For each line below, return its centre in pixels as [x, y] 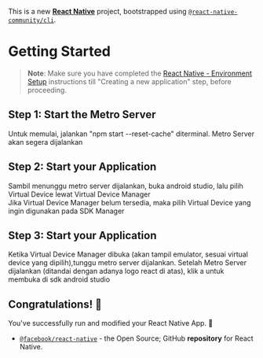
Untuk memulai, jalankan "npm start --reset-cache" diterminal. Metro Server [131, 134]
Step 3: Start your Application [82, 235]
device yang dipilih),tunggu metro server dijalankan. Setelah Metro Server [128, 263]
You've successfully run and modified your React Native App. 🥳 [111, 323]
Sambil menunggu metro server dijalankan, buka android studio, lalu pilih [126, 186]
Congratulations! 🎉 [55, 304]
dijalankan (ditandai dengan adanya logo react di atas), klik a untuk [116, 271]
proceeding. [47, 90]
